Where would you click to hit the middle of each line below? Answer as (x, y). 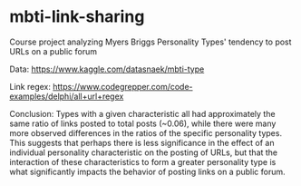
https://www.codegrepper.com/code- (123, 86)
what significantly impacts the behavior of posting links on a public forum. (147, 171)
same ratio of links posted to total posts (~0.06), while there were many (143, 123)
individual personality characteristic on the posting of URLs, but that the (144, 152)
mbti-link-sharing (77, 17)
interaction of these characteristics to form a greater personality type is (143, 162)
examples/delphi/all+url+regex (67, 96)
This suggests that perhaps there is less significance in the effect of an (142, 142)
